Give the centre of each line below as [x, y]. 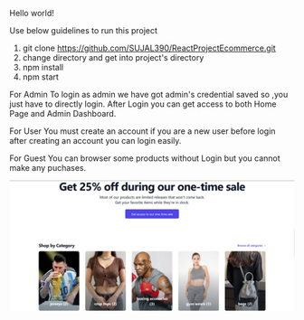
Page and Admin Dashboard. [63, 113]
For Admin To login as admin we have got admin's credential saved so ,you [149, 94]
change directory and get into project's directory [113, 57]
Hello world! [32, 13]
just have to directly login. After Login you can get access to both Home [143, 104]
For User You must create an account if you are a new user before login [142, 131]
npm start [40, 77]
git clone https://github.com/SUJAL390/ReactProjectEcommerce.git [149, 48]
